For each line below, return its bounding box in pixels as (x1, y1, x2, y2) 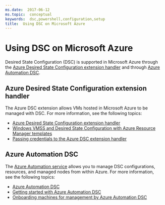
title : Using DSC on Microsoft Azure (5, 21, 85, 26)
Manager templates (12, 130, 53, 136)
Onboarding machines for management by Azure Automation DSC (12, 194, 147, 200)
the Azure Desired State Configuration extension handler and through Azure (5, 64, 160, 70)
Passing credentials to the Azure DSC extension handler (12, 136, 127, 142)
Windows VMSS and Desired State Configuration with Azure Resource (12, 125, 156, 131)
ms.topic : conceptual (5, 12, 52, 17)
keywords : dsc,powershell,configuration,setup (5, 16, 106, 21)
